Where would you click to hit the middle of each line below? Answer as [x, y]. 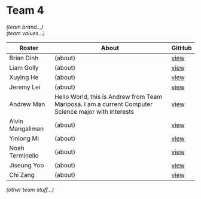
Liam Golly [24, 67]
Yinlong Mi [24, 138]
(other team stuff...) [30, 189]
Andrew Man [27, 104]
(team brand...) [25, 27]
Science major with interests [95, 111]
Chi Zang [22, 175]
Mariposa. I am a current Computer [104, 104]
